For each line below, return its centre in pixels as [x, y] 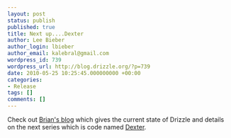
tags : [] [20, 93]
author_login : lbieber [41, 47]
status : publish [31, 21]
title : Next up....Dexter [45, 34]
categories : [25, 80]
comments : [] [27, 100]
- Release [22, 86]
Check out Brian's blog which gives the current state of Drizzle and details [116, 120]
